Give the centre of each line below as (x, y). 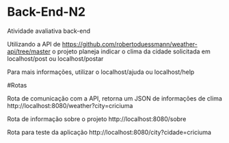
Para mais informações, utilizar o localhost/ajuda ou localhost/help (101, 72)
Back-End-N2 (46, 12)
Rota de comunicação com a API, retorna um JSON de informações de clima (114, 98)
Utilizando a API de (34, 44)
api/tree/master (29, 51)
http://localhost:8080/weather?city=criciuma (70, 105)
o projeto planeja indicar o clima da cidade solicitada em (131, 51)
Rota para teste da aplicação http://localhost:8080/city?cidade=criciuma (109, 132)
